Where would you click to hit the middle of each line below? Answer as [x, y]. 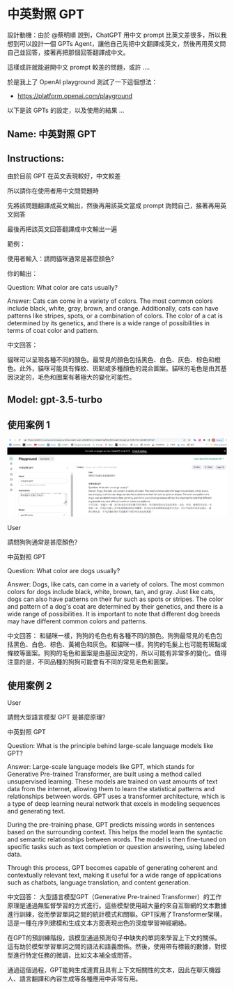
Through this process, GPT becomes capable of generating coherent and [112, 868]
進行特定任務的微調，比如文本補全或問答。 [74, 956]
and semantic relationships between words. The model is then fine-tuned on [117, 839]
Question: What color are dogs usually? [64, 570]
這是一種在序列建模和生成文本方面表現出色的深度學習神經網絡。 [99, 923]
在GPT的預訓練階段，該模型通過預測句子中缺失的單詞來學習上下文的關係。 [114, 938]
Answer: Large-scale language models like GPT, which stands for [101, 767]
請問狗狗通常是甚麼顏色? [42, 542]
